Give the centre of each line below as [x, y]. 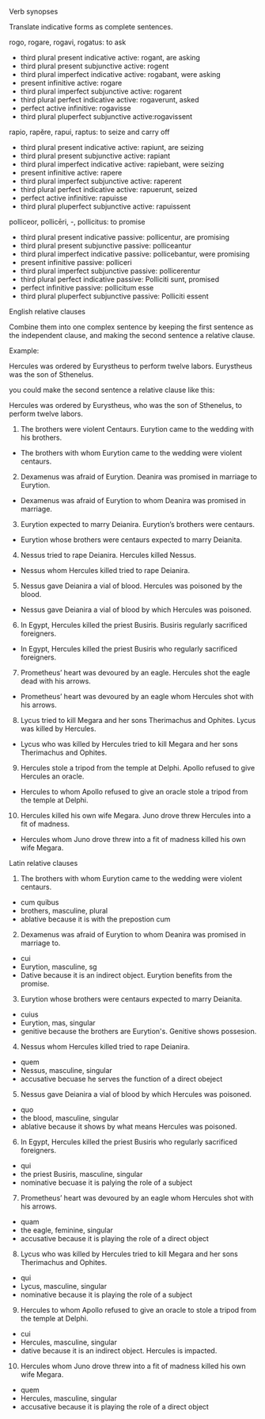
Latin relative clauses [44, 863]
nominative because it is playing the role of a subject [106, 1294]
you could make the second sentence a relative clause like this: [112, 390]
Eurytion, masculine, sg [59, 967]
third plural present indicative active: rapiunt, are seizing [112, 147]
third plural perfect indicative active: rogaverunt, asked [110, 100]
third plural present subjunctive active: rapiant [95, 156]
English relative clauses [47, 311]
